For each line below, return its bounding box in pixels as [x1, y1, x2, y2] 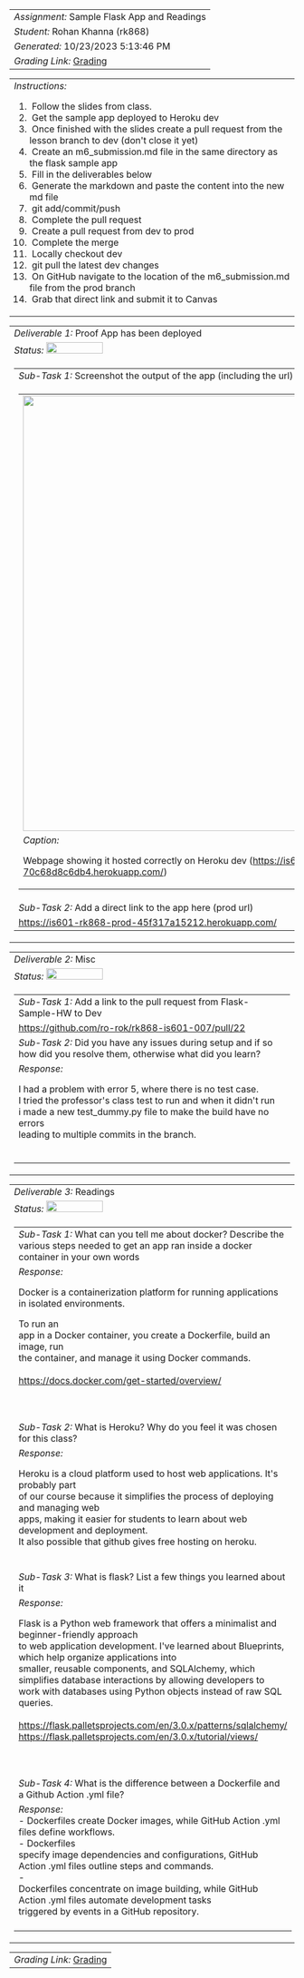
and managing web [18, 1502, 100, 1513]
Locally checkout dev [31, 248, 123, 259]
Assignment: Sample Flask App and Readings [14, 11, 206, 23]
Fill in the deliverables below [31, 168, 152, 181]
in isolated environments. [18, 1297, 125, 1309]
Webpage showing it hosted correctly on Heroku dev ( [23, 855, 253, 867]
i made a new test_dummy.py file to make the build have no [18, 1106, 270, 1118]
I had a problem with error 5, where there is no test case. [18, 1083, 260, 1095]
